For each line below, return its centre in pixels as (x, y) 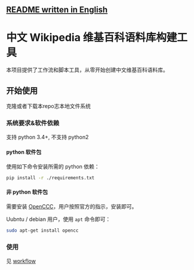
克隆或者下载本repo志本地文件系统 (49, 106)
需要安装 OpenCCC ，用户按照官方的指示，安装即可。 (72, 206)
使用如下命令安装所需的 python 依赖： (53, 166)
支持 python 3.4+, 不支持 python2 (47, 137)
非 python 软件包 (27, 192)
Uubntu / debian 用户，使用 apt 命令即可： (58, 219)
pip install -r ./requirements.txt (50, 178)
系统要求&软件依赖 (33, 123)
